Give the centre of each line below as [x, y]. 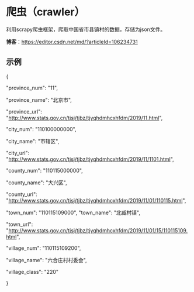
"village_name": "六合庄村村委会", [46, 260]
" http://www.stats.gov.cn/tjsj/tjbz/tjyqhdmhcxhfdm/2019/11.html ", [84, 118]
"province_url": [24, 111]
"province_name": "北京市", [39, 99]
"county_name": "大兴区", [37, 183]
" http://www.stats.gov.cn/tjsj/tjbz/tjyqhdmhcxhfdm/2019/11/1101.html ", [90, 159]
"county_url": [22, 194]
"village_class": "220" [32, 272]
